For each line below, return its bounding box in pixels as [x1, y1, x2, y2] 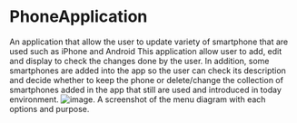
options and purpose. [9, 103, 90, 114]
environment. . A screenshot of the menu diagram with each [9, 93, 266, 105]
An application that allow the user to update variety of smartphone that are [9, 36, 289, 47]
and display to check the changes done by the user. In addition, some [9, 55, 270, 66]
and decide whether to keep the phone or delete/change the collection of [9, 74, 284, 85]
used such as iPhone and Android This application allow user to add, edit [9, 45, 282, 56]
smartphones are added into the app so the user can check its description [9, 65, 286, 76]
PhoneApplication [9, 6, 148, 27]
